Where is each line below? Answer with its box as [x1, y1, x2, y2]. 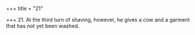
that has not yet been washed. [6, 23, 80, 29]
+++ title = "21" [6, 5, 43, 12]
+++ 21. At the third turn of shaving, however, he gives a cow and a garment [6, 16, 190, 23]
